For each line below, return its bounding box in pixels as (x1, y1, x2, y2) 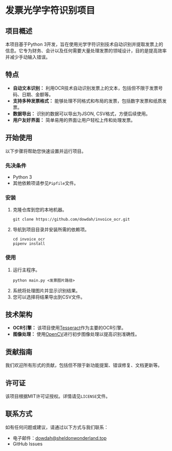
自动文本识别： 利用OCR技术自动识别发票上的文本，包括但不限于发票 (12, 85, 159, 91)
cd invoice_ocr (12, 237, 46, 242)
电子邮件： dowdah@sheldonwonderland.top (12, 435, 107, 441)
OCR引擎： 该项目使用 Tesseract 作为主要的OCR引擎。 (12, 325, 126, 331)
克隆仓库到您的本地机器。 (12, 207, 67, 213)
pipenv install (12, 241, 46, 246)
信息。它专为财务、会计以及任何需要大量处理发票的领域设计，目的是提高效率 (5, 48, 167, 54)
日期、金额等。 (21, 91, 54, 97)
